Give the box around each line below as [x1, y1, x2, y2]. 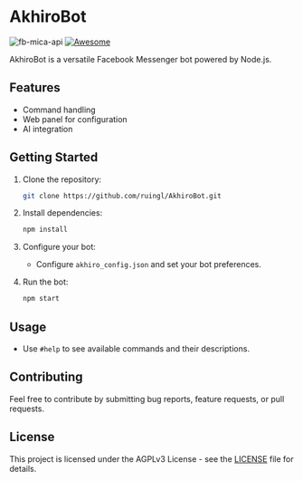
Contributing [9, 370, 83, 385]
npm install [22, 225, 68, 235]
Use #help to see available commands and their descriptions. [22, 343, 251, 354]
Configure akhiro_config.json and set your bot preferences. [35, 259, 262, 270]
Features [9, 80, 61, 96]
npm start [22, 294, 61, 303]
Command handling [22, 104, 97, 115]
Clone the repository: [22, 174, 102, 185]
